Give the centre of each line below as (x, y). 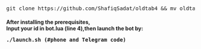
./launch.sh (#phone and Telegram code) (66, 39)
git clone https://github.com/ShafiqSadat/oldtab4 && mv (92, 8)
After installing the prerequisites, (48, 22)
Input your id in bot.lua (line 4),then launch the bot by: (75, 28)
